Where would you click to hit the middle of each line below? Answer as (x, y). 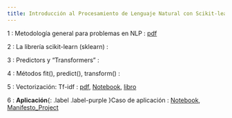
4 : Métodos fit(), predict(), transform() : (64, 73)
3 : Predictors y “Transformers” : (53, 60)
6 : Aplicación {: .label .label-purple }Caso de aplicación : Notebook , (104, 100)
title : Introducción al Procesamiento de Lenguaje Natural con (100, 13)
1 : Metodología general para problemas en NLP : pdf (82, 33)
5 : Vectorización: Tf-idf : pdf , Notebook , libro (72, 86)
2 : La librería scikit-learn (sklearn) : (58, 46)
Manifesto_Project (33, 107)
